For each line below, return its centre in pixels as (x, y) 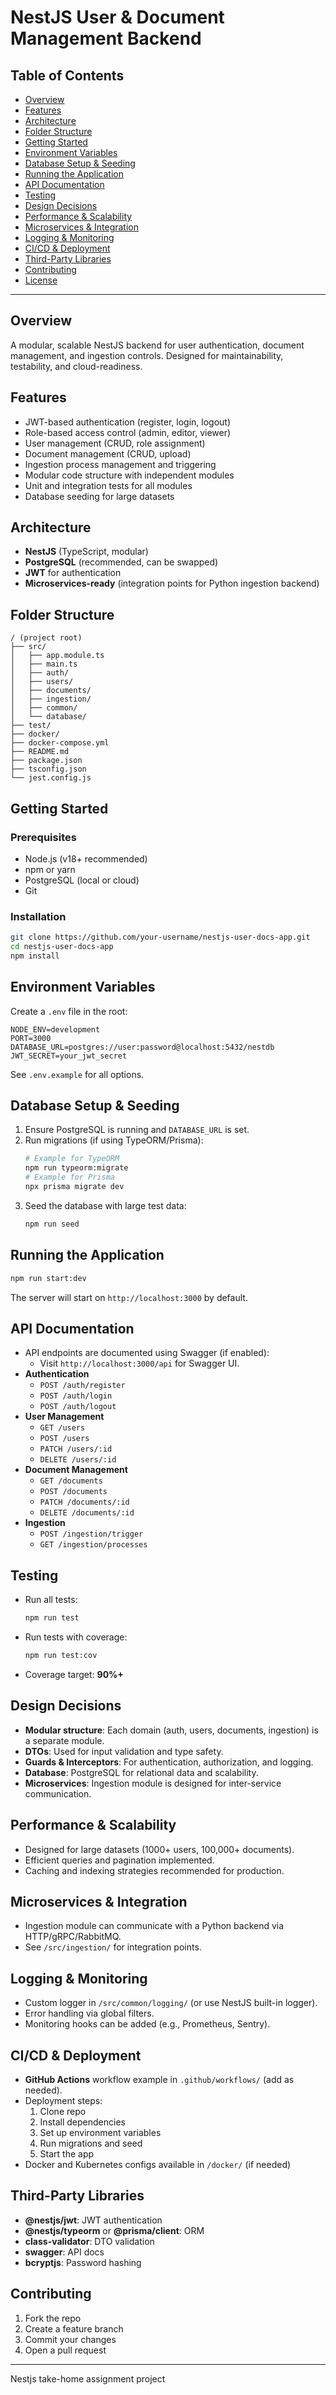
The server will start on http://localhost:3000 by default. (129, 1297)
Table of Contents (67, 75)
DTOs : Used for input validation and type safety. (124, 1751)
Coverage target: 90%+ (74, 1674)
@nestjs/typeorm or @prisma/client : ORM (114, 2230)
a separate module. (64, 1740)
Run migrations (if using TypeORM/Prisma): (114, 1140)
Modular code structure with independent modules (129, 475)
